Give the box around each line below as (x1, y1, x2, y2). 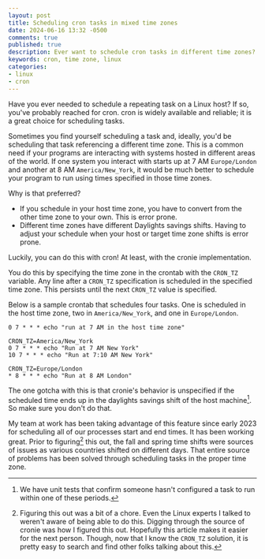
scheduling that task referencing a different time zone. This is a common (8, 140, 244, 149)
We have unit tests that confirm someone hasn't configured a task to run (19, 484, 256, 494)
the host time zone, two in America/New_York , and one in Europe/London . (8, 308, 239, 318)
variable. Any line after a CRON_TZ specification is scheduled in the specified (8, 276, 252, 285)
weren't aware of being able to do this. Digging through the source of (19, 516, 245, 526)
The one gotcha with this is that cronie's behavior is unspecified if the (8, 386, 235, 395)
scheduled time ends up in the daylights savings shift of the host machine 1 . (8, 393, 252, 404)
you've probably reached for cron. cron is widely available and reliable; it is (8, 107, 252, 117)
